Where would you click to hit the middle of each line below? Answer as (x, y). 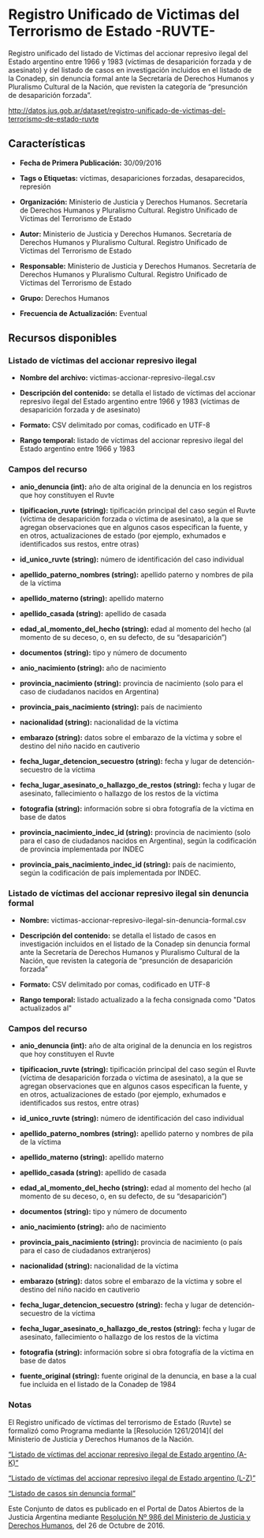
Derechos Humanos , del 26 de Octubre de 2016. (87, 1525)
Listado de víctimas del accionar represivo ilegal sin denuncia (129, 893)
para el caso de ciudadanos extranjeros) (85, 1250)
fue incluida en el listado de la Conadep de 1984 (98, 1385)
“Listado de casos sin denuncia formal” (72, 1493)
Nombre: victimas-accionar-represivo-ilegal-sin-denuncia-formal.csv (133, 920)
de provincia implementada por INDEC (82, 849)
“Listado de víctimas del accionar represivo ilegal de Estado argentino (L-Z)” (132, 1478)
